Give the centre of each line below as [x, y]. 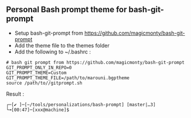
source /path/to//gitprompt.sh [44, 83]
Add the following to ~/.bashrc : [53, 52]
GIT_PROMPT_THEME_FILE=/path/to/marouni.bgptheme [68, 78]
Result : [15, 94]
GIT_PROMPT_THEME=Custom [36, 73]
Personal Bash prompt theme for [66, 10]
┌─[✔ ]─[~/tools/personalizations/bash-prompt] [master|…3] [81, 104]
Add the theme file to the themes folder [62, 45]
